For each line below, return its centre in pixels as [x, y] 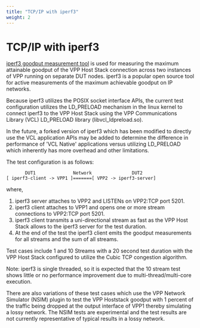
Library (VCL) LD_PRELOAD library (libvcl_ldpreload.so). [75, 120]
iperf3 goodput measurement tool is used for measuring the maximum [93, 64]
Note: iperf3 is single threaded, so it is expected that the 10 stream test [93, 269]
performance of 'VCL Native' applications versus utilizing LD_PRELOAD [93, 144]
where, [15, 189]
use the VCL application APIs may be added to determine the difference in [97, 138]
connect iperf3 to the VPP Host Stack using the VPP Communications [92, 113]
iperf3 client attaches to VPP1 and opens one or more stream [90, 207]
